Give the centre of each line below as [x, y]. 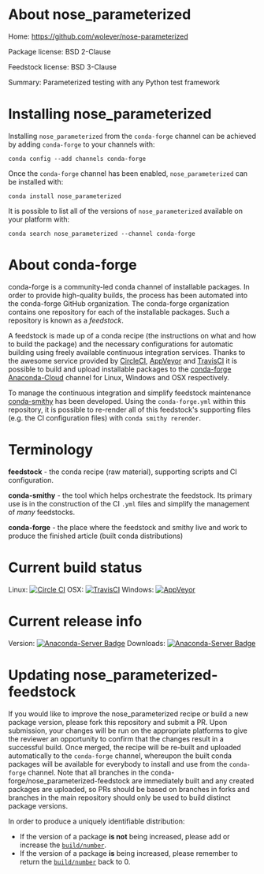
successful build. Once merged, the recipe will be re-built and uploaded [125, 747]
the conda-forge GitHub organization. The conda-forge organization [119, 303]
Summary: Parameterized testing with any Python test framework [114, 82]
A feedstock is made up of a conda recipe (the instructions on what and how [132, 335]
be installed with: [36, 181]
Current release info [75, 621]
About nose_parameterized [100, 15]
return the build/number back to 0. [75, 861]
